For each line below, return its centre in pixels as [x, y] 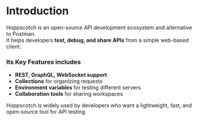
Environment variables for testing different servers [78, 88]
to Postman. [21, 33]
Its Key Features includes [44, 62]
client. [14, 46]
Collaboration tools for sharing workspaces [69, 94]
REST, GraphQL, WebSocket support [61, 75]
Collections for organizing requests [59, 81]
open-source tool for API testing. [47, 112]
